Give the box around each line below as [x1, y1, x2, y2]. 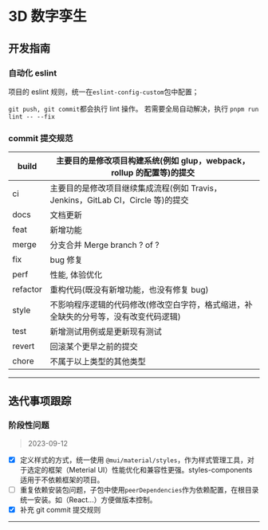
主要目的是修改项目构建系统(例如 [55, 155, 179, 167]
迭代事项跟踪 [8, 394, 72, 407]
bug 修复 [49, 254, 83, 265]
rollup [111, 167, 134, 179]
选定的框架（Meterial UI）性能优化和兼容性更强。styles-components [26, 465, 253, 474]
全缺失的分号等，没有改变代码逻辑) [49, 312, 181, 323]
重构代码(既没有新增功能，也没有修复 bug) [49, 285, 209, 296]
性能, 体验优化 [49, 269, 103, 281]
